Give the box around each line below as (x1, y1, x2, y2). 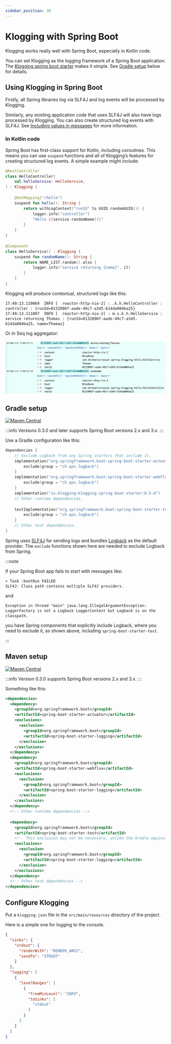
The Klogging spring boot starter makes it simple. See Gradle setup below (5, 63, 160, 69)
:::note (5, 558, 19, 564)
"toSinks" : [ (27, 997, 56, 1002)
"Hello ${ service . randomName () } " (32, 217, 103, 222)
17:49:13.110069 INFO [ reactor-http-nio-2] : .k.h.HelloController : (5, 301, 163, 306)
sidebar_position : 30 (5, 8, 51, 13)
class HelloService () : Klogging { (5, 249, 81, 254)
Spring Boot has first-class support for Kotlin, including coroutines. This (5, 147, 156, 153)
